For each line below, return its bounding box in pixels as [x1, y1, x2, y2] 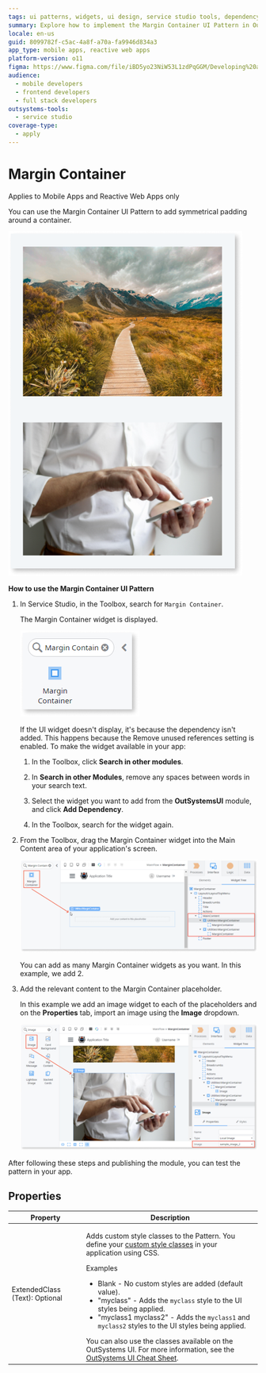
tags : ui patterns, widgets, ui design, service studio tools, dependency [8, 13, 260, 21]
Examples [85, 1263, 118, 1273]
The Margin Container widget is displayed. [19, 614, 158, 624]
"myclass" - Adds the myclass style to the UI [97, 1296, 242, 1306]
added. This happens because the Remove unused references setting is [19, 733, 255, 742]
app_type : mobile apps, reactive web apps [8, 46, 150, 55]
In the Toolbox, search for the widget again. [31, 820, 174, 829]
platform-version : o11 [8, 55, 83, 63]
